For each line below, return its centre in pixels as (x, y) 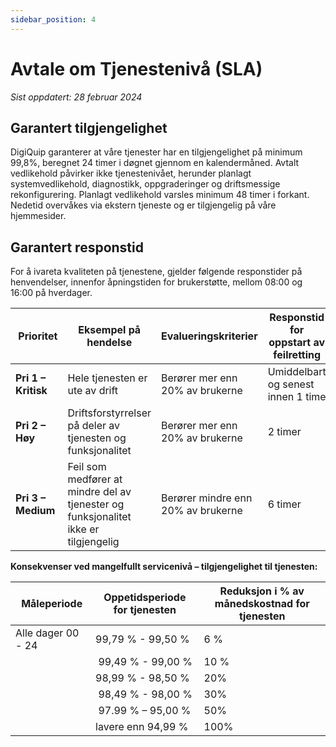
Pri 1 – (31, 378)
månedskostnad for (262, 604)
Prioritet (38, 336)
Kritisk (31, 391)
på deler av (94, 426)
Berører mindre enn (207, 498)
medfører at (95, 479)
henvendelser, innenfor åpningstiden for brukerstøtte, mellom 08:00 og (156, 282)
